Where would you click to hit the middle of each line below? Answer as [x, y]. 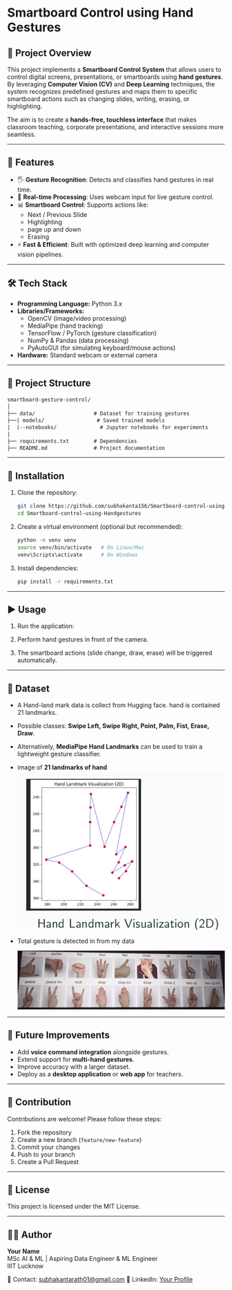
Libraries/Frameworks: [51, 311]
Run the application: [46, 626]
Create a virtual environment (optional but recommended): [100, 526]
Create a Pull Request [48, 1161]
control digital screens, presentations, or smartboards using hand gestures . [115, 77]
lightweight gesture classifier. [59, 754]
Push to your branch [46, 1154]
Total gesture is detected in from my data [76, 941]
